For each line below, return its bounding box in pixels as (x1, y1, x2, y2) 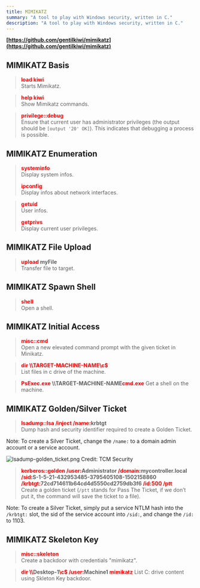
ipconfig (20, 182, 43, 190)
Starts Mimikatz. (20, 82, 62, 90)
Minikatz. (20, 350, 44, 358)
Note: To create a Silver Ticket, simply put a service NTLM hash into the (6, 505, 184, 512)
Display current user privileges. (20, 225, 99, 232)
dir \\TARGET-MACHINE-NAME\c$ (20, 362, 108, 369)
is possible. (20, 131, 49, 139)
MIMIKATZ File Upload (6, 242, 92, 253)
